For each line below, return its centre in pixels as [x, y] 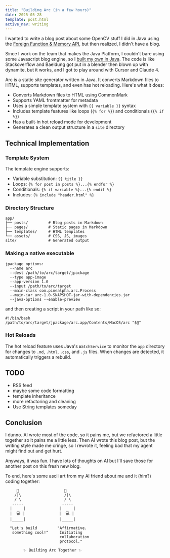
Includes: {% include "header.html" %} [53, 195]
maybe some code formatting [43, 391]
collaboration [74, 537]
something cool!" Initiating [47, 533]
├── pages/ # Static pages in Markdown [56, 227]
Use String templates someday [45, 407]
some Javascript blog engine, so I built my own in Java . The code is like [80, 59]
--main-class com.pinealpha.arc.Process [53, 290]
